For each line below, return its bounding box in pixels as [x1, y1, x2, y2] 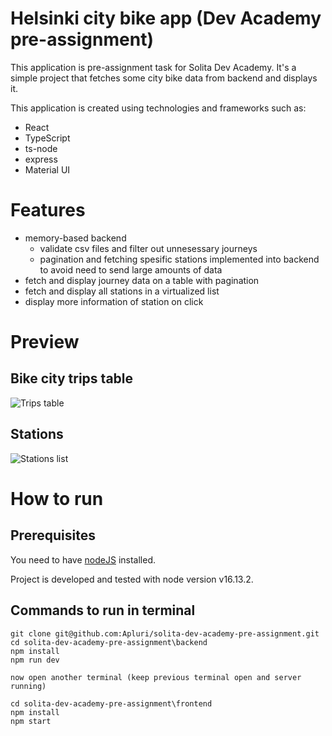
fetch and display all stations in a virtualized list [24, 285, 220, 297]
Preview [10, 331, 80, 354]
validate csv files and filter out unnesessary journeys [39, 242, 258, 254]
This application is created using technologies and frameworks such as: [10, 102, 307, 114]
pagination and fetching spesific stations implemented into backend [39, 253, 320, 265]
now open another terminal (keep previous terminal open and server [10, 672, 302, 682]
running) [10, 681, 47, 691]
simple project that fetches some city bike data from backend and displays [10, 72, 318, 84]
